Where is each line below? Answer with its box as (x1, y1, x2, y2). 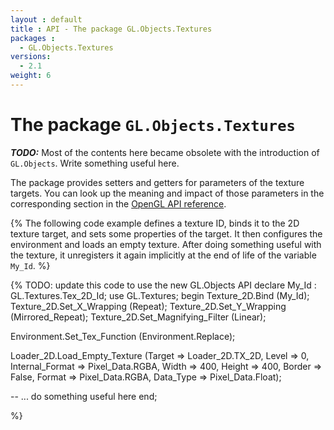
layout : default (10, 14, 83, 25)
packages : (10, 33, 56, 43)
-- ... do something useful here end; (10, 390, 158, 402)
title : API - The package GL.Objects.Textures (10, 24, 213, 34)
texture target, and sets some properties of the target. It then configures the (10, 227, 323, 240)
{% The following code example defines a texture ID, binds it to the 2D (10, 217, 300, 229)
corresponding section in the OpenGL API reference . (10, 197, 227, 210)
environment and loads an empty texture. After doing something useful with (10, 238, 322, 250)
